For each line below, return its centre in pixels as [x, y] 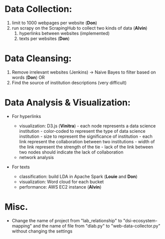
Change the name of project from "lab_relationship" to [67, 220]
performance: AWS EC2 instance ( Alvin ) [60, 187]
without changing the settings [42, 231]
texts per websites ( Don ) [44, 39]
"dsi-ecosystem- [140, 220]
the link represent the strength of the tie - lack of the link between [86, 147]
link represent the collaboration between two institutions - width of [87, 141]
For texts [21, 167]
